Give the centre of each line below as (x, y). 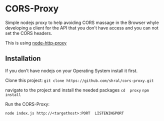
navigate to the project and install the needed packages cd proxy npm (77, 90)
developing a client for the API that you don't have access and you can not (82, 27)
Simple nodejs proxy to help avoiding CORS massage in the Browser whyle (82, 22)
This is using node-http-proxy (36, 42)
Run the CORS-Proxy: (27, 104)
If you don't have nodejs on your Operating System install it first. (71, 70)
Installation (23, 59)
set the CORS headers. (29, 33)
